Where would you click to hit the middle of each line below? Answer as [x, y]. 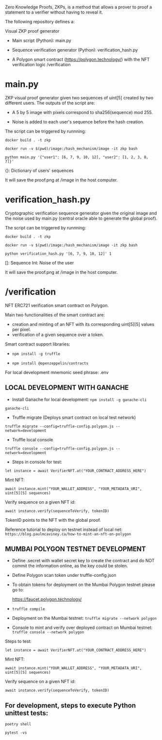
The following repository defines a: [40, 22]
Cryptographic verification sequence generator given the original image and [81, 213]
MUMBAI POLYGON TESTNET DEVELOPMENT [76, 549]
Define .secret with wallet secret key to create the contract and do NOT [83, 561]
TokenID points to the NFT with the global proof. [53, 520]
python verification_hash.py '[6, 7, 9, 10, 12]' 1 [58, 254]
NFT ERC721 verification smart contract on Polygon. [57, 305]
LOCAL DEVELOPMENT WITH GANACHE [67, 388]
